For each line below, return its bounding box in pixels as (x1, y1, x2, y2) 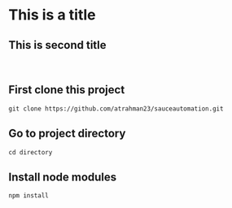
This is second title (8, 38, 107, 52)
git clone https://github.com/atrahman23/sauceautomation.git (8, 104, 224, 113)
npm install (8, 192, 49, 200)
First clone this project (8, 83, 125, 97)
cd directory (8, 148, 53, 156)
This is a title (8, 6, 96, 24)
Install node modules (8, 171, 117, 184)
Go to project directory (8, 127, 126, 141)
